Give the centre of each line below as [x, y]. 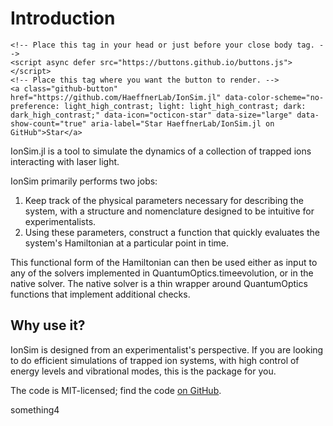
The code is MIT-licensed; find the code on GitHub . [116, 390]
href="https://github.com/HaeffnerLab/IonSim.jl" [116, 97]
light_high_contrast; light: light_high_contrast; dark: [185, 106]
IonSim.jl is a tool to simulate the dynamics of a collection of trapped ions [161, 151]
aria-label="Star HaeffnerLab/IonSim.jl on [182, 123]
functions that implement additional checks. [100, 294]
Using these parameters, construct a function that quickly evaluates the [172, 232]
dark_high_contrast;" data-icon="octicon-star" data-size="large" [151, 115]
